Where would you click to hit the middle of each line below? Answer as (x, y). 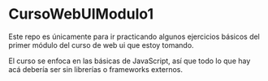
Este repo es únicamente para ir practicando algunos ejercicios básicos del (134, 36)
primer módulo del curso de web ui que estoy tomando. (101, 45)
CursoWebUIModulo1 (81, 14)
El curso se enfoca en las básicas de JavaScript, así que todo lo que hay (130, 61)
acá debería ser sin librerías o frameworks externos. (96, 69)
